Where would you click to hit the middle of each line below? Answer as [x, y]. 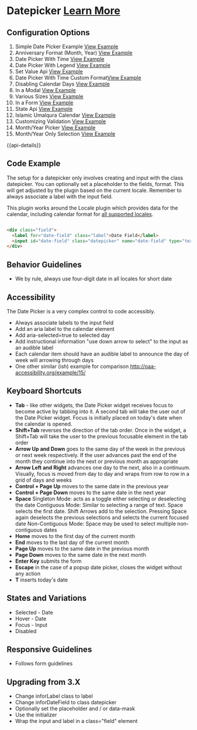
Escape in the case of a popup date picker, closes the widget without [98, 567]
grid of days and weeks [43, 480]
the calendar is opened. [44, 424]
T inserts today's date [42, 580]
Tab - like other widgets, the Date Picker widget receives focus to [94, 405]
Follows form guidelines [44, 664]
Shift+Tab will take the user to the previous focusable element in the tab [101, 436]
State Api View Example [44, 109]
